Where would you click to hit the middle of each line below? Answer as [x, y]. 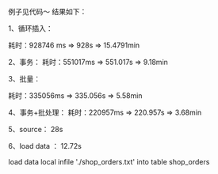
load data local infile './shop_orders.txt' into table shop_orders [109, 162]
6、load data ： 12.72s [45, 146]
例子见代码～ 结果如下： [48, 11]
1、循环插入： [31, 28]
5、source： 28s [36, 129]
